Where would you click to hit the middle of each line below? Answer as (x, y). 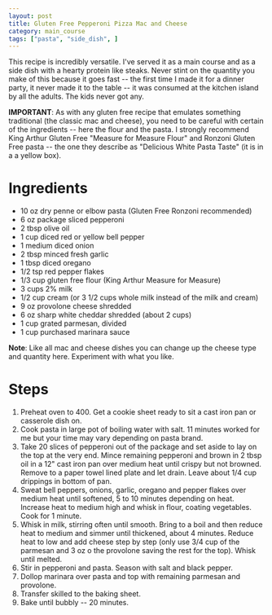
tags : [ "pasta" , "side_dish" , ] (63, 39)
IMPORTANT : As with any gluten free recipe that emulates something (125, 112)
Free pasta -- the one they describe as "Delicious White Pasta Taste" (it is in (136, 147)
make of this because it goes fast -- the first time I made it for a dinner (126, 79)
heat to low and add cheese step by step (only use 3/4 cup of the (130, 542)
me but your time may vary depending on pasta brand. (112, 438)
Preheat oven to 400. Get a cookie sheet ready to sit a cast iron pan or (138, 412)
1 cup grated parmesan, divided (73, 323)
